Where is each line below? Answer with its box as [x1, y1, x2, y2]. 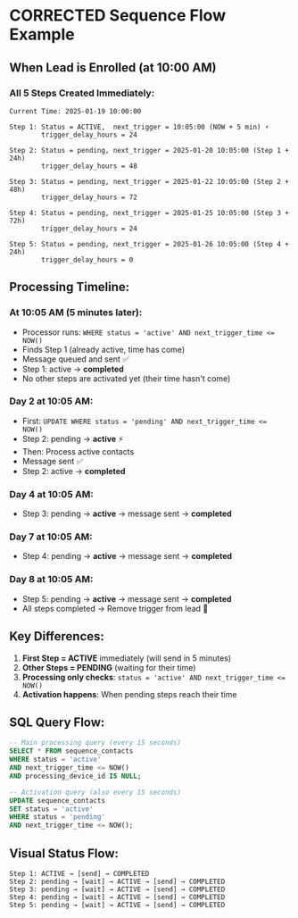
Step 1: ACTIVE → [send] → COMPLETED [9, 869, 150, 878]
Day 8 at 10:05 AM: [9, 573, 94, 586]
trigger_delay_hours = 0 [41, 255, 134, 264]
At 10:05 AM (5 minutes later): [9, 306, 143, 319]
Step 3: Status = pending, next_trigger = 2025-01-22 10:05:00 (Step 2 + [9, 177, 290, 186]
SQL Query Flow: [9, 714, 105, 730]
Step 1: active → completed [21, 363, 125, 374]
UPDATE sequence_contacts [9, 796, 105, 805]
